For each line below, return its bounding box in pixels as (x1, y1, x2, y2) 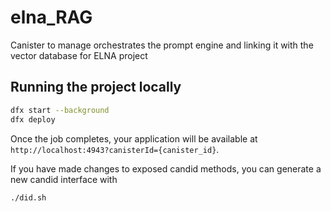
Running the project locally (10, 79, 182, 96)
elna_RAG (10, 6, 93, 29)
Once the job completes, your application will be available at (10, 132, 258, 145)
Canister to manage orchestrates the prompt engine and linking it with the (10, 39, 314, 51)
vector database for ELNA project (10, 49, 148, 61)
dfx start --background (10, 105, 110, 115)
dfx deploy (10, 114, 56, 125)
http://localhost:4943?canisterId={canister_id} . (10, 143, 220, 155)
